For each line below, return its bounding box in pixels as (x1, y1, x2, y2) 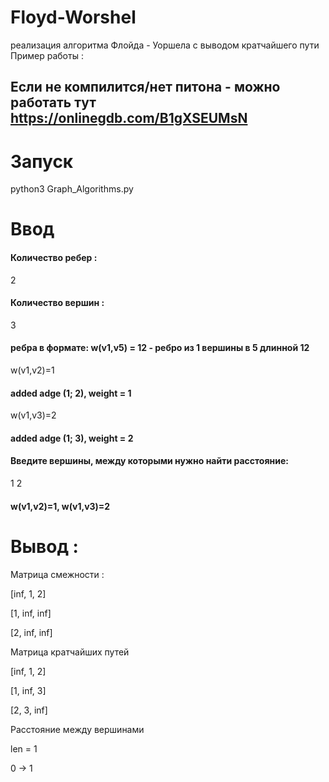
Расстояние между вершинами (10, 723, 145, 735)
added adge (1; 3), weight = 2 (10, 432, 134, 444)
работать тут (10, 94, 97, 111)
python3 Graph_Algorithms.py (10, 183, 134, 195)
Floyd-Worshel (10, 6, 137, 29)
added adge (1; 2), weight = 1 (10, 387, 132, 399)
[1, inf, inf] (10, 607, 52, 619)
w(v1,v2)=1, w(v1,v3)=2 (10, 500, 111, 512)
